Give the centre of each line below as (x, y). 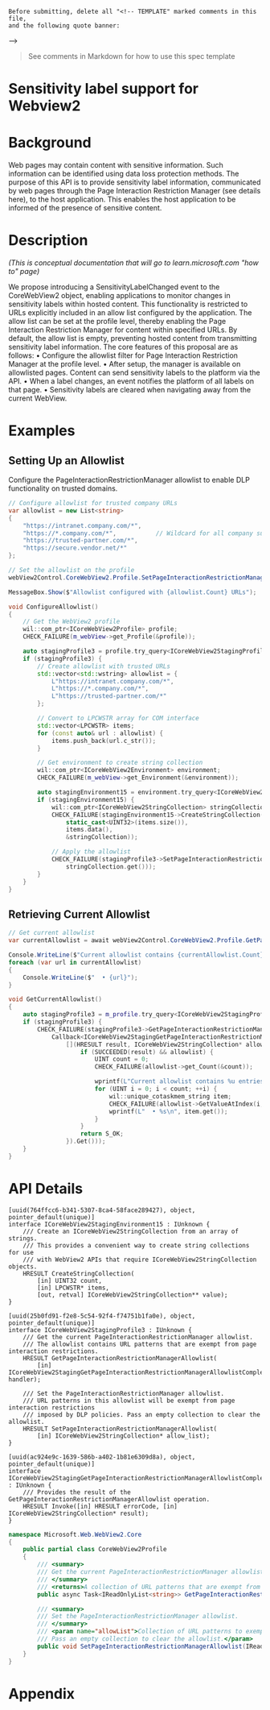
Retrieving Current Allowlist (79, 914)
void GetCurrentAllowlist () (55, 999)
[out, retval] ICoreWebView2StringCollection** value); (133, 1295)
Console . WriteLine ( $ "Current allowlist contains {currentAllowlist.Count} (136, 955)
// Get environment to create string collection (120, 763)
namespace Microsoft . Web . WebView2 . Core (75, 1534)
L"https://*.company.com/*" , (100, 689)
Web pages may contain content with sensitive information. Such (116, 165)
